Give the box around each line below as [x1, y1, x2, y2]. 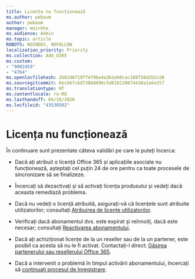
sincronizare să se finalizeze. [14, 171, 85, 178]
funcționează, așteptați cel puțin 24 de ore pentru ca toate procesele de [14, 165, 190, 172]
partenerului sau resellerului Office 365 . [14, 248, 111, 255]
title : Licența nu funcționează [6, 8, 85, 15]
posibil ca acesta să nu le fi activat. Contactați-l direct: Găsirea [14, 242, 167, 249]
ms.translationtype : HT [6, 86, 65, 92]
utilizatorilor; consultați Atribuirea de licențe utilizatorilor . [14, 206, 152, 213]
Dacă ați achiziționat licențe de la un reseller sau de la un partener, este [14, 236, 189, 243]
